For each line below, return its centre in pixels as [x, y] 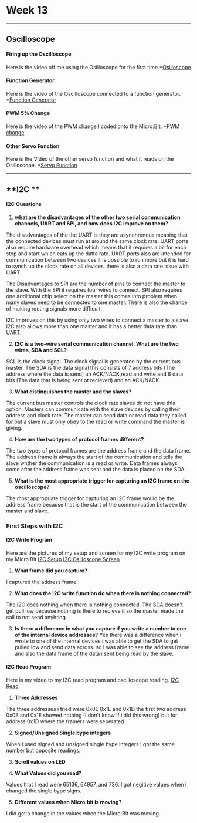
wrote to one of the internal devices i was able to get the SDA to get [96, 641]
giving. [14, 428]
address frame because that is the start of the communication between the [97, 504]
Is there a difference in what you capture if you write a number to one [100, 628]
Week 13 [27, 10]
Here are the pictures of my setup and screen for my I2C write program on [96, 553]
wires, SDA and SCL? [41, 350]
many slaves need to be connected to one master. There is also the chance [97, 302]
